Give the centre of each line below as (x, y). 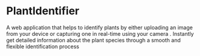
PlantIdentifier (43, 11)
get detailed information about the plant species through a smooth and (94, 40)
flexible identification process (43, 46)
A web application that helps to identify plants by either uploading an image (100, 27)
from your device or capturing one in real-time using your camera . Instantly (100, 33)
